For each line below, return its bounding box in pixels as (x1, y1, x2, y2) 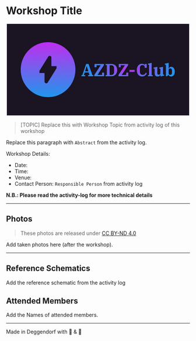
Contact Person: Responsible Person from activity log (14, 180, 143, 187)
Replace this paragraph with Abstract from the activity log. (6, 139, 147, 146)
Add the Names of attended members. (6, 312, 99, 319)
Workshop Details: (6, 150, 51, 157)
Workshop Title (6, 4, 83, 18)
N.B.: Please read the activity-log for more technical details (6, 192, 153, 199)
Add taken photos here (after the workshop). (6, 241, 113, 248)
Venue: (14, 174, 32, 181)
